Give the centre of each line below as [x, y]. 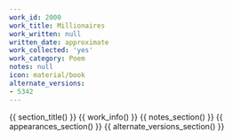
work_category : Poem [48, 58]
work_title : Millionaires [57, 26]
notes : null [31, 67]
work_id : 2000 [36, 17]
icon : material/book [48, 75]
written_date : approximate [59, 42]
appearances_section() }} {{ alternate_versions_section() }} [117, 126]
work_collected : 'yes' [51, 51]
